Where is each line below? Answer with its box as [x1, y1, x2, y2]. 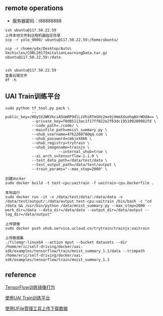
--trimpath [122, 248, 145, 253]
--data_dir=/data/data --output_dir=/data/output [38, 207, 143, 213]
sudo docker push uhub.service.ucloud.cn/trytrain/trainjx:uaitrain [5, 226, 150, 231]
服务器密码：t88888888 [12, 17, 62, 24]
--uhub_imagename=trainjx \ [31, 145, 90, 150]
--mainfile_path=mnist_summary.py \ [31, 127, 108, 132]
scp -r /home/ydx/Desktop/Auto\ [5, 46, 72, 51]
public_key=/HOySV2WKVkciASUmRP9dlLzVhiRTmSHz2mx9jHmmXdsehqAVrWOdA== [5, 114, 154, 119]
